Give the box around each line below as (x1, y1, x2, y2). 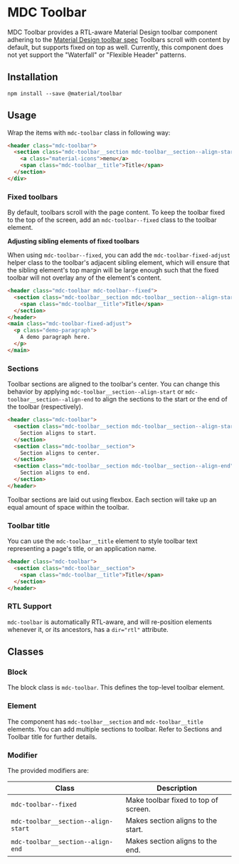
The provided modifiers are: (7, 766, 89, 775)
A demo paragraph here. (20, 334, 91, 341)
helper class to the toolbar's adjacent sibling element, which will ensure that (7, 258, 230, 267)
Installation (7, 71, 58, 83)
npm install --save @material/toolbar (7, 90, 122, 97)
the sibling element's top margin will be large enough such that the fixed (7, 266, 219, 275)
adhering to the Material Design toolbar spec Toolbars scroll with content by (7, 35, 230, 43)
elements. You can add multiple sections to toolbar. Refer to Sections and (7, 725, 223, 733)
